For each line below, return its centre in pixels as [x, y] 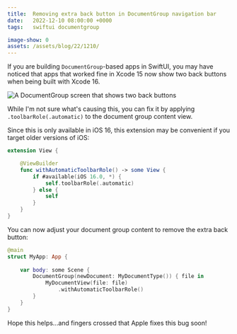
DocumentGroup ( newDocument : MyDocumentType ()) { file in [118, 277]
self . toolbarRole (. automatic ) [89, 183]
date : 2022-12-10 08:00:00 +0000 [60, 21]
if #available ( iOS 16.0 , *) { [77, 177]
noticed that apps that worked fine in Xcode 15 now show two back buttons [117, 74]
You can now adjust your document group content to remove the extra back [118, 229]
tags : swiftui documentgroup [53, 27]
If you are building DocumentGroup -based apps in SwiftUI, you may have [110, 67]
